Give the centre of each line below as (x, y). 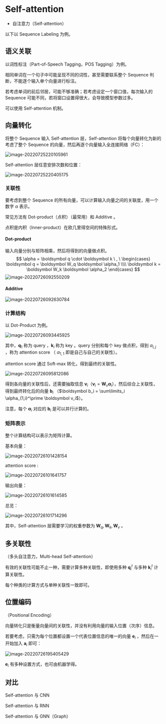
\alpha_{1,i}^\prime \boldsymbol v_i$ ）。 (45, 398)
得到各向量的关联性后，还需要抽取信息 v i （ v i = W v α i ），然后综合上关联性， (81, 384)
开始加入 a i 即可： (23, 644)
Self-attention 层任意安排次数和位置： (44, 164)
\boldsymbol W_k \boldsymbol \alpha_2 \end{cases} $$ (83, 270)
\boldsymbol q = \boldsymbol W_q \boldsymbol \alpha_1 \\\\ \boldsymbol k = (83, 264)
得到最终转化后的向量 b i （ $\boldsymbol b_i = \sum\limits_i (65, 392)
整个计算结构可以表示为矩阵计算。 (40, 435)
